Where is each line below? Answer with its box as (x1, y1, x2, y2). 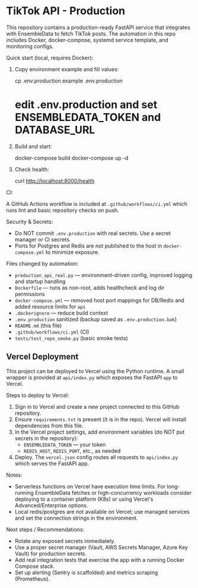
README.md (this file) (14, 322, 62, 329)
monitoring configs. (6, 43, 54, 50)
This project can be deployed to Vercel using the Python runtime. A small (6, 367, 184, 374)
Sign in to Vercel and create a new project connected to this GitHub (14, 403, 180, 410)
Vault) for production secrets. (14, 550, 87, 557)
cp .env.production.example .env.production (14, 77, 123, 84)
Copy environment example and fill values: (14, 65, 119, 72)
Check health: (14, 166, 49, 173)
